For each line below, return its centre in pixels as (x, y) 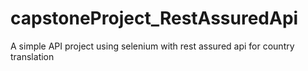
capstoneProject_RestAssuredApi (154, 18)
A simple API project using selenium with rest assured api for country (152, 46)
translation (32, 56)
